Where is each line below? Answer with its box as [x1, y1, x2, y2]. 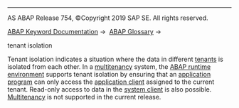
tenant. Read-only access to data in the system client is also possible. [7, 85, 212, 93]
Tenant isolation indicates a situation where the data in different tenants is [7, 55, 224, 63]
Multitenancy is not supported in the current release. [7, 93, 161, 101]
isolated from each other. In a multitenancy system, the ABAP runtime [7, 63, 211, 71]
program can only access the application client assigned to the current [7, 77, 215, 86]
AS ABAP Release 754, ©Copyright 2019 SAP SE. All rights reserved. [7, 13, 208, 22]
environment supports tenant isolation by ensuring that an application [7, 70, 211, 78]
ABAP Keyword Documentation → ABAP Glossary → [7, 28, 161, 36]
